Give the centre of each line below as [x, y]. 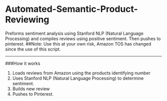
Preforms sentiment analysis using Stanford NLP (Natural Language [74, 33]
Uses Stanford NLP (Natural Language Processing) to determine [78, 78]
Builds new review [31, 89]
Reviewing [27, 20]
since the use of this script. [33, 49]
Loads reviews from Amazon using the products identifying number [81, 73]
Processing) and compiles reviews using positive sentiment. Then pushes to [83, 39]
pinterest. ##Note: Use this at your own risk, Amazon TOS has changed [78, 44]
